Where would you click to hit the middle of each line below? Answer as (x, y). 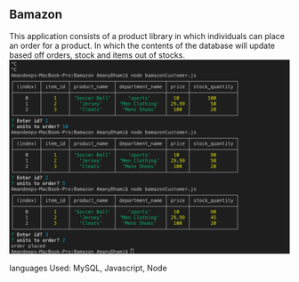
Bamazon (36, 15)
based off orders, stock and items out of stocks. (97, 55)
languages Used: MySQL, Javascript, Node (88, 268)
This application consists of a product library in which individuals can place (147, 36)
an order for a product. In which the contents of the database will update (142, 45)
